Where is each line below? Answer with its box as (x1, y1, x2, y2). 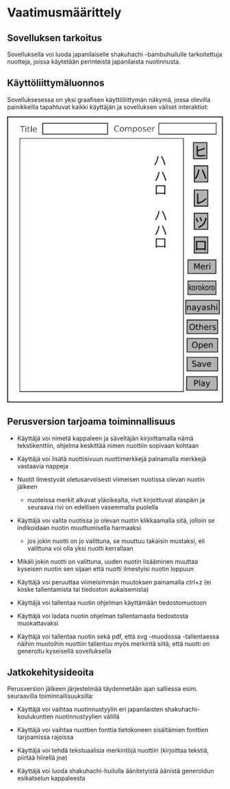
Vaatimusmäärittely (7, 5, 122, 21)
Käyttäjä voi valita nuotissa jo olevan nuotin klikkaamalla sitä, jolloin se (16, 516, 215, 525)
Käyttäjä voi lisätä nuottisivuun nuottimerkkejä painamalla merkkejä (16, 454, 207, 463)
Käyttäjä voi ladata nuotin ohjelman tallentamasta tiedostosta (16, 612, 189, 620)
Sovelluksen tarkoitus (7, 32, 103, 44)
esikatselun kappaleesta (16, 774, 86, 782)
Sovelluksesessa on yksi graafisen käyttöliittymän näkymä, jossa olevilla (7, 95, 211, 103)
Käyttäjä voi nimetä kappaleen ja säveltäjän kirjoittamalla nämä (16, 434, 194, 442)
